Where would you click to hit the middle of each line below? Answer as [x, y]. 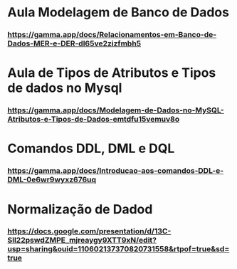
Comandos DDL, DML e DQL [91, 148]
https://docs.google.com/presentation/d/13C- [89, 231]
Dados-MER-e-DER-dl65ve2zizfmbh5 [74, 43]
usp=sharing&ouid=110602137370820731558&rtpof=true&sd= [118, 249]
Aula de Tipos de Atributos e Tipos [112, 73]
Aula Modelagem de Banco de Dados [118, 12]
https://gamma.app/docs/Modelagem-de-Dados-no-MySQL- [116, 110]
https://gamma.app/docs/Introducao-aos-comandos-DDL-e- [116, 171]
